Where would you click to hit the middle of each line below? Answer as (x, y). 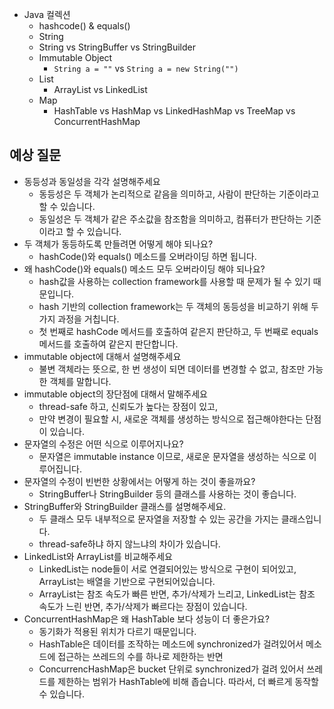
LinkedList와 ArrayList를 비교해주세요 (98, 556)
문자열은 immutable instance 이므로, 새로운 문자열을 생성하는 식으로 (172, 456)
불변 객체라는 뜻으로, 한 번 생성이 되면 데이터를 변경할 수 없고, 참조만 (172, 369)
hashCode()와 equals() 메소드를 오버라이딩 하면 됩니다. (147, 256)
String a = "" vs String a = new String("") (146, 68)
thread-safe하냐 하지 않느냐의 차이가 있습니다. (129, 544)
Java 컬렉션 (47, 14)
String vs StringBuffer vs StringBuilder (117, 47)
